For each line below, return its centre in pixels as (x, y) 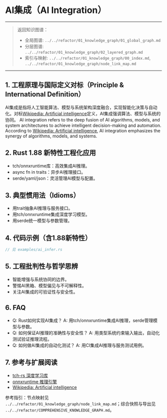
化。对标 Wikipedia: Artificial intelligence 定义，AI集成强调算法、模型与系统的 (83, 113)
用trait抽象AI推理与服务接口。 (42, 208)
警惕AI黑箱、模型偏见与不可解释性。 (49, 285)
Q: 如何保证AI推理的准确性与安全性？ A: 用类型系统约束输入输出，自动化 (86, 333)
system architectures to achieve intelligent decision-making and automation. (83, 125)
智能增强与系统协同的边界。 (41, 279)
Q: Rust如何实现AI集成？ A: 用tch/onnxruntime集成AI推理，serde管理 (83, 320)
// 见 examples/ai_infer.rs (34, 250)
